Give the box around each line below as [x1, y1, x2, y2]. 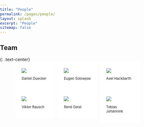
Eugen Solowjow [64, 76, 91, 81]
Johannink [106, 109, 123, 114]
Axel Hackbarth [106, 76, 132, 81]
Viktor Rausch [21, 104, 44, 109]
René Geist [64, 104, 82, 109]
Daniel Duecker [21, 76, 47, 81]
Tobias [106, 104, 117, 109]
